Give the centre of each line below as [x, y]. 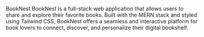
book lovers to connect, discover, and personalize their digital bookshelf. [97, 27]
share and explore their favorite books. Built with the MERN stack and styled [101, 15]
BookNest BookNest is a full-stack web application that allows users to [95, 9]
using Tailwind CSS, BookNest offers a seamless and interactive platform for [102, 21]
